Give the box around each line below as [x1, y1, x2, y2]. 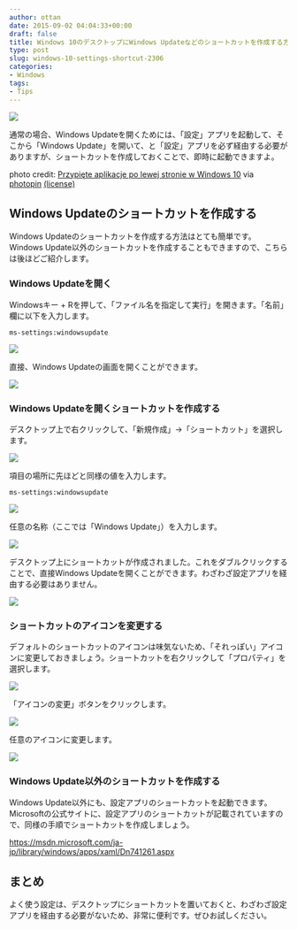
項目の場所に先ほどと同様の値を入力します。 [9, 470, 171, 480]
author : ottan [9, 12, 62, 22]
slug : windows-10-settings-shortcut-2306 [9, 54, 164, 63]
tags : [9, 79, 29, 88]
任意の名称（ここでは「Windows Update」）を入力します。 [9, 521, 223, 532]
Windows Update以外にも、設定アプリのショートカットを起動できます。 [9, 797, 272, 808]
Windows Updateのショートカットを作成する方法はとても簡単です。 [9, 231, 256, 242]
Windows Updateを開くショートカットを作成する [9, 402, 221, 414]
